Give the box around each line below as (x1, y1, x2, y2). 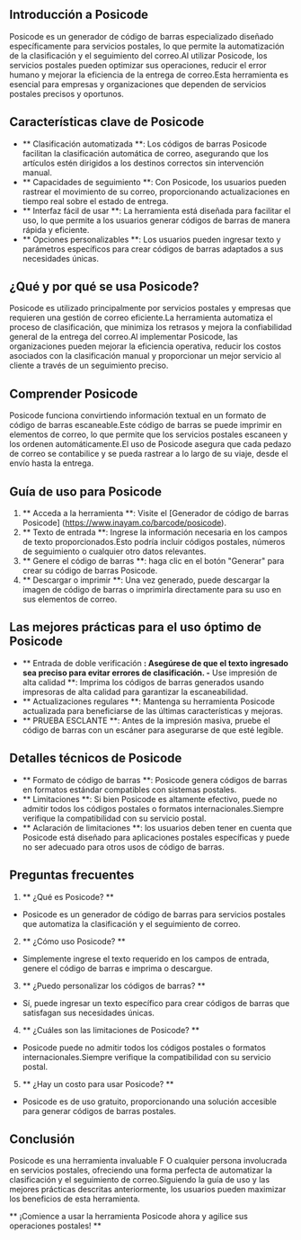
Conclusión (9, 1131, 75, 1146)
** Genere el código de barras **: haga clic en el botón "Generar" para (22, 556, 285, 566)
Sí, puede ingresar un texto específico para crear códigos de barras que (22, 997, 290, 1008)
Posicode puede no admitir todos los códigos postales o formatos (22, 1042, 267, 1053)
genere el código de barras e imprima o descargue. (22, 962, 213, 974)
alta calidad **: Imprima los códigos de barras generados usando (22, 676, 265, 687)
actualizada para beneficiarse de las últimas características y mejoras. (22, 705, 283, 716)
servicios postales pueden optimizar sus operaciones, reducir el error (9, 59, 267, 70)
